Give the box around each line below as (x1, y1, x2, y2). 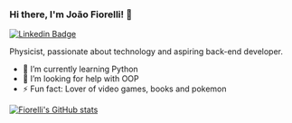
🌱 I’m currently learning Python (22, 63, 138, 75)
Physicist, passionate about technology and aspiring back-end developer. (9, 46, 283, 57)
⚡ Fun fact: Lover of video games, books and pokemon (22, 83, 228, 94)
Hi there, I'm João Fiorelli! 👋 (9, 8, 133, 21)
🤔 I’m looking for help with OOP (22, 73, 139, 84)
